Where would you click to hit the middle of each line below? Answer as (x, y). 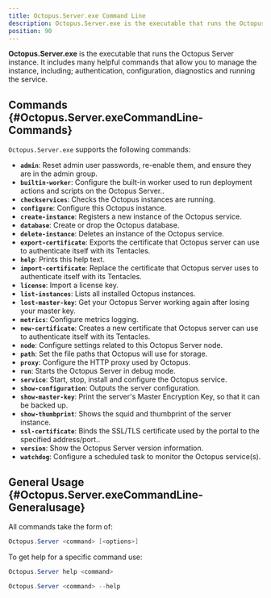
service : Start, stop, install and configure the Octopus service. (123, 379)
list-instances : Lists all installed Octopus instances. (108, 294)
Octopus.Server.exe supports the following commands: (100, 149)
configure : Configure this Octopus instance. (93, 208)
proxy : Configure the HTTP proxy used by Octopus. (105, 362)
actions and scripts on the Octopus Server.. (92, 191)
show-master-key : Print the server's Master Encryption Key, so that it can (140, 397)
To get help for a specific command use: (75, 557)
